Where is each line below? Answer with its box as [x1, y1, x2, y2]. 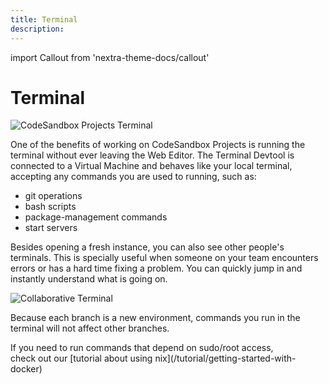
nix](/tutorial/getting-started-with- [154, 352, 297, 365]
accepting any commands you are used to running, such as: [10, 171, 257, 183]
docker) [10, 363, 43, 375]
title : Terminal [10, 14, 78, 25]
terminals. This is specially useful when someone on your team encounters [10, 252, 319, 264]
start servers [24, 222, 78, 234]
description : [10, 24, 65, 34]
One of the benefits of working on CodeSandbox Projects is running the [10, 139, 306, 151]
